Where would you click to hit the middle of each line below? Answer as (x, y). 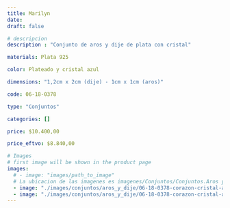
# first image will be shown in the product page (79, 162)
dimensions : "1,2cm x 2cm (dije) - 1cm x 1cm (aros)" (86, 82)
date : (15, 20)
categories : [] (29, 119)
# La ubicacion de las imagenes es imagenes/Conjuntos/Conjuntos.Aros (116, 181)
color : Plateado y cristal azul (53, 70)
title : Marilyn (29, 13)
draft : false (26, 26)
